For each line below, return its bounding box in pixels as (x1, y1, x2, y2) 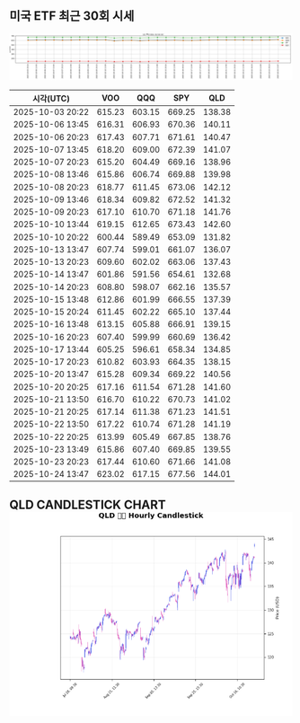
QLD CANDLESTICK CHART (9, 498, 166, 513)
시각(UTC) (32, 93, 70, 103)
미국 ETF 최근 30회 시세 (9, 8, 135, 24)
